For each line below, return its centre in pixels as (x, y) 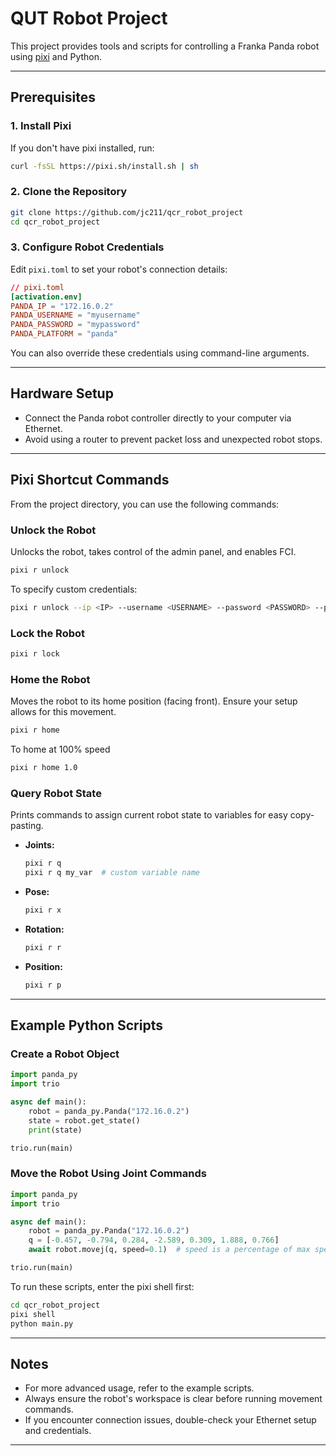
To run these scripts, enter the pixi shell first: (102, 1286)
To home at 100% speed (60, 749)
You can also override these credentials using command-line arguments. (160, 353)
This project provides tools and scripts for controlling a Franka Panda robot (165, 46)
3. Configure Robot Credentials (87, 247)
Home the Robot (50, 679)
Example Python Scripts (86, 1025)
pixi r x (43, 910)
